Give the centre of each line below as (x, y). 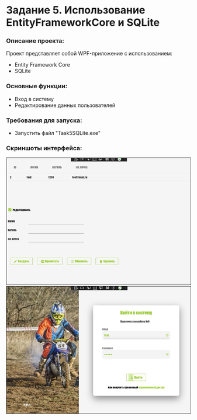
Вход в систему (34, 99)
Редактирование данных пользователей (65, 105)
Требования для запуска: (44, 120)
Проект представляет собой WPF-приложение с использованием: (89, 54)
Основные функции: (37, 86)
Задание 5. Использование (76, 10)
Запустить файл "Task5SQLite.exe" (58, 133)
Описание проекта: (35, 41)
